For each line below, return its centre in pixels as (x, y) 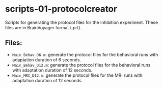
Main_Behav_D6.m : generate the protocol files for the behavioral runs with (85, 54)
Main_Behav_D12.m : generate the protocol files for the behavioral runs (81, 65)
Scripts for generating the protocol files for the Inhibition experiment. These (81, 22)
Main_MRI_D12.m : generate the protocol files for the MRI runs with (77, 75)
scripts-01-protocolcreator (61, 9)
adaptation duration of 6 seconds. (46, 60)
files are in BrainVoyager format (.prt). (43, 27)
